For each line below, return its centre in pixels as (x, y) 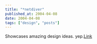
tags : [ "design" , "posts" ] (32, 23)
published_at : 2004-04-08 (31, 14)
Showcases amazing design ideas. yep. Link (48, 36)
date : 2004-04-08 (23, 18)
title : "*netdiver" (25, 9)
